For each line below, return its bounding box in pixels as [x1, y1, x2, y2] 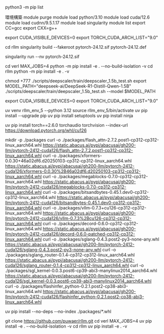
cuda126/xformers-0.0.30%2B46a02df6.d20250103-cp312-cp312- [5, 168, 141, 174]
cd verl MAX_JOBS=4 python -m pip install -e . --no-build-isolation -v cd [5, 63, 153, 69]
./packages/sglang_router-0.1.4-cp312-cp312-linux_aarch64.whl [5, 252, 135, 258]
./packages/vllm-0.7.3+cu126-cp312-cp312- [57, 205, 146, 211]
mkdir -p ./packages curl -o [5, 137, 61, 143]
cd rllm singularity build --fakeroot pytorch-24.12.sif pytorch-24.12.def [5, 44, 147, 50]
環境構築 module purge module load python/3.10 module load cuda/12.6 [5, 14, 150, 20]
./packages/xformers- [57, 152, 102, 158]
